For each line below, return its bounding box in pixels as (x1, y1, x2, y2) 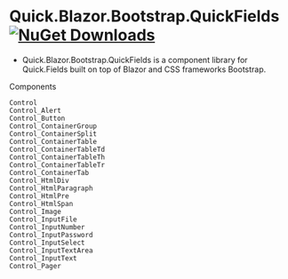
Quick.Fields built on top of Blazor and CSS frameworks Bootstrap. (21, 64, 267, 75)
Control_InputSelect (9, 238, 86, 247)
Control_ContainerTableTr (9, 160, 105, 170)
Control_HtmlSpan (9, 199, 74, 208)
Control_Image (9, 207, 62, 216)
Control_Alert (9, 106, 62, 115)
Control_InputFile (9, 215, 77, 224)
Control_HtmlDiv (9, 176, 69, 185)
